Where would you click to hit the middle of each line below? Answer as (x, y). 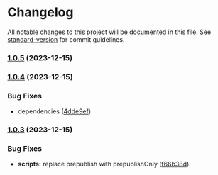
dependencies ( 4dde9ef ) (54, 111)
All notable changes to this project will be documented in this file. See (109, 32)
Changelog (40, 12)
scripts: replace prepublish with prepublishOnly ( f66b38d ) (103, 164)
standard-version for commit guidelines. (66, 39)
